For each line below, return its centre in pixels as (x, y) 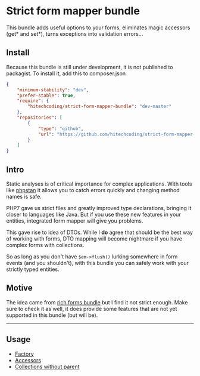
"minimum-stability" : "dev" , (53, 90)
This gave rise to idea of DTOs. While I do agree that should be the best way (100, 232)
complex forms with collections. (45, 245)
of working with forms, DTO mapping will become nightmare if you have (94, 238)
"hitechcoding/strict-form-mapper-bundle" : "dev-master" (99, 107)
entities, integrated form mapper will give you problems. (75, 221)
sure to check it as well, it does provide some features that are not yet (92, 309)
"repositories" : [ (40, 118)
